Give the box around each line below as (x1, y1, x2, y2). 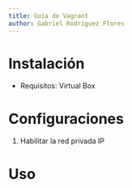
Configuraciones (8, 109, 124, 128)
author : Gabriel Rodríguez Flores (8, 19, 126, 28)
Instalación (8, 54, 85, 73)
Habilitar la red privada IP (19, 136, 105, 146)
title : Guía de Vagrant (8, 11, 89, 20)
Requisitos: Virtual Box (19, 81, 96, 91)
